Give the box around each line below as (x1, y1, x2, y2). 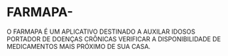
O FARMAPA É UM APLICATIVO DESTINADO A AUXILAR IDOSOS (6, 27, 196, 36)
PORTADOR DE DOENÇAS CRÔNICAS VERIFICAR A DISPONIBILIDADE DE (6, 34, 222, 43)
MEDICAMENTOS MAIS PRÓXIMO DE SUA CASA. (6, 42, 151, 50)
